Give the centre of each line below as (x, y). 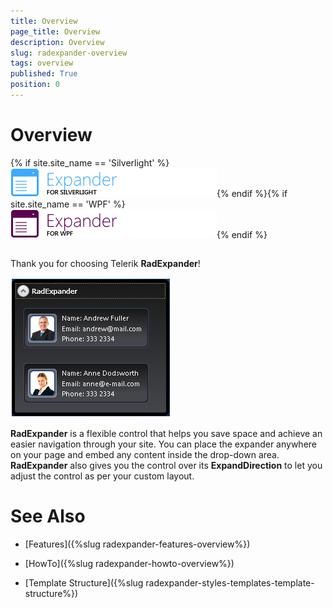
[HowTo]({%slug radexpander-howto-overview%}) (129, 564)
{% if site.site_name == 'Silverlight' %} (90, 162)
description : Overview (57, 42)
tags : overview (42, 63)
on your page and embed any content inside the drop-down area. (145, 455)
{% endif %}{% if (252, 193)
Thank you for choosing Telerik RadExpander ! (105, 264)
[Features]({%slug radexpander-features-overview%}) (137, 544)
